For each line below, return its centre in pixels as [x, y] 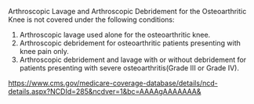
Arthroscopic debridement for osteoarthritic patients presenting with [130, 43]
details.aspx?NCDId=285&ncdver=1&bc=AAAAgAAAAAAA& [105, 91]
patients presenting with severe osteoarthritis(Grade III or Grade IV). [129, 68]
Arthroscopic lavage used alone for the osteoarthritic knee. [115, 35]
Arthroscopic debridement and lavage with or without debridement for [133, 59]
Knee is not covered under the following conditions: [91, 20]
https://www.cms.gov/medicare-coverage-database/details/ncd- [113, 83]
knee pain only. [44, 51]
